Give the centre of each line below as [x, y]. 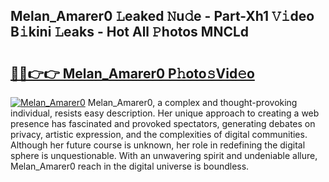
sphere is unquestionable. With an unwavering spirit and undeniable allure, [164, 155]
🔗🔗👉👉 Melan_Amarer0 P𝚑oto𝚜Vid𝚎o [132, 73]
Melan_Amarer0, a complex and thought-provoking [192, 102]
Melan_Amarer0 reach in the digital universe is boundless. [130, 166]
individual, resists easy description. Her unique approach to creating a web [165, 113]
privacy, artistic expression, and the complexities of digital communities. [159, 134]
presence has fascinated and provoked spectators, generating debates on [163, 123]
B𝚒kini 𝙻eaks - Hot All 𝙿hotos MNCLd [130, 32]
